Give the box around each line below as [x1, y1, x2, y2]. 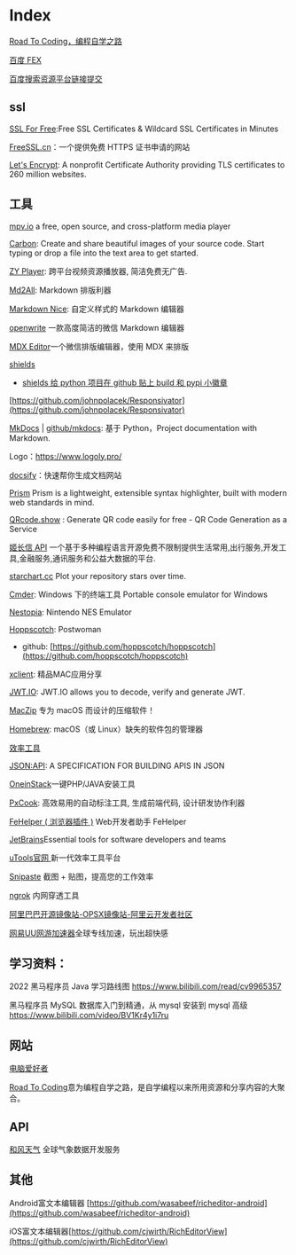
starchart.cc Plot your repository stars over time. [9, 570, 186, 581]
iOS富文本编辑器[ [9, 1226, 73, 1236]
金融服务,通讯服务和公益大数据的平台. [19, 553, 157, 563]
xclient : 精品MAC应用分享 [9, 669, 103, 679]
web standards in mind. [9, 497, 95, 507]
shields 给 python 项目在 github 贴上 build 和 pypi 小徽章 [21, 377, 228, 388]
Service [9, 523, 38, 534]
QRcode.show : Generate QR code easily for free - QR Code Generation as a [9, 514, 288, 524]
